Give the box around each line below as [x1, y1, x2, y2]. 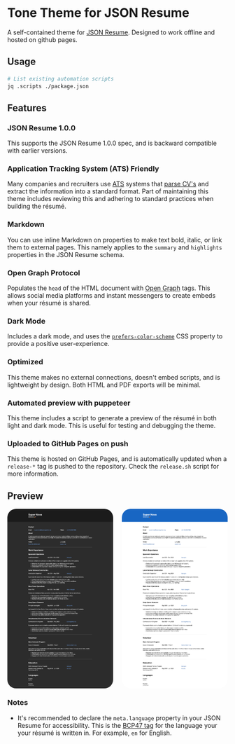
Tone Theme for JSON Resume [7, 5, 190, 21]
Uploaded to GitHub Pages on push [7, 439, 129, 448]
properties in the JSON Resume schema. [7, 250, 124, 259]
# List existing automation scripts [7, 75, 114, 82]
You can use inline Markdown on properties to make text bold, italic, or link [7, 235, 222, 244]
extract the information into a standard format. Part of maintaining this [7, 187, 208, 195]
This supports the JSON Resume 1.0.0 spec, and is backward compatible [7, 139, 217, 148]
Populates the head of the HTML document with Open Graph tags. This [7, 284, 211, 292]
